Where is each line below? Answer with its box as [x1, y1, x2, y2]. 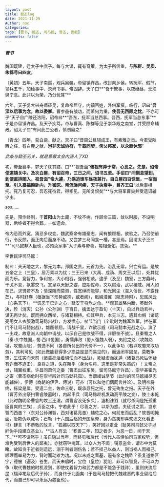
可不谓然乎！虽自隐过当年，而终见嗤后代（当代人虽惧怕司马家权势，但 [18, 434, 159, 440]
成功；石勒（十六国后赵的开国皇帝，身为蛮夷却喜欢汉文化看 [30, 415, 150, 422]
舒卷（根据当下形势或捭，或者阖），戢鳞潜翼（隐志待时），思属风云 [24, 293, 157, 300]
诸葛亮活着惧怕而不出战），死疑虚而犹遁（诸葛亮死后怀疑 [43, 354, 157, 361]
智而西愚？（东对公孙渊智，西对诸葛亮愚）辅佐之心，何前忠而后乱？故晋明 [5, 409, 155, 415]
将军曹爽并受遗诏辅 [118, 188, 157, 194]
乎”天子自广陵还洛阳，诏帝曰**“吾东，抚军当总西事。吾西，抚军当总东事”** [5, 114, 156, 120]
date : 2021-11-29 [5, 16, 41, 21]
